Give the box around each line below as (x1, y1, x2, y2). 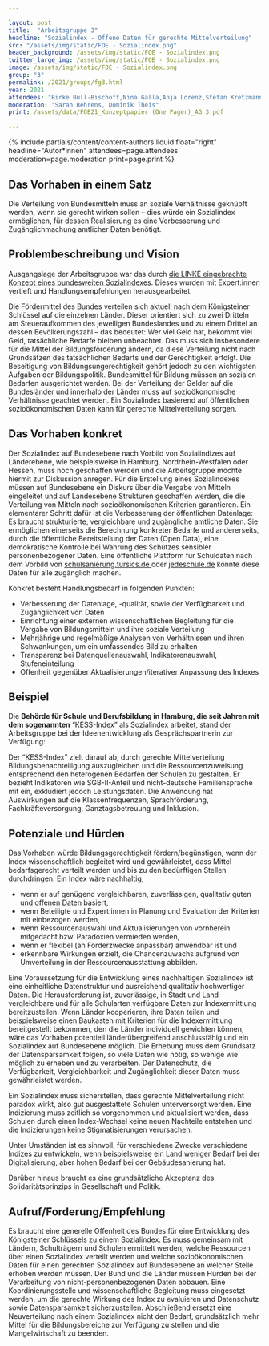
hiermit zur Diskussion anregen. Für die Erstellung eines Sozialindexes (8, 474, 240, 484)
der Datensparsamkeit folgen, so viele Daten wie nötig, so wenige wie (8, 1050, 239, 1060)
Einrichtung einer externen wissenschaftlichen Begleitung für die (19, 615, 234, 626)
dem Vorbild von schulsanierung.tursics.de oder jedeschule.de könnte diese (8, 559, 260, 569)
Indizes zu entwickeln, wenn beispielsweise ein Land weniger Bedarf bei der (8, 1149, 260, 1159)
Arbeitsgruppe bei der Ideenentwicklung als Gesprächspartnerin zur (8, 728, 234, 738)
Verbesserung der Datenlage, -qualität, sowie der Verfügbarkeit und (19, 598, 245, 608)
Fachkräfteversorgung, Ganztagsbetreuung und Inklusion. (8, 804, 199, 813)
